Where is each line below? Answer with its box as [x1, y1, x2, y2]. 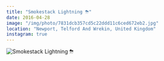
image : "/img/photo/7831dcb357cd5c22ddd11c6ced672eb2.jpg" [6, 20, 159, 26]
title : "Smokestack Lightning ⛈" [6, 8, 92, 15]
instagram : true [6, 31, 47, 37]
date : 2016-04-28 [6, 14, 50, 21]
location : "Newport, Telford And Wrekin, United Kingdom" [6, 25, 156, 32]
